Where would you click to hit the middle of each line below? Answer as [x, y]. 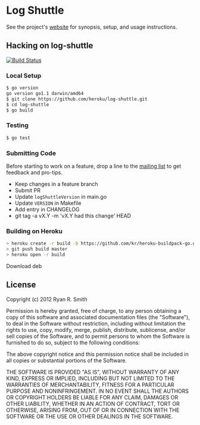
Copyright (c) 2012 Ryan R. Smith [47, 299]
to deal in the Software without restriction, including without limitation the [96, 324]
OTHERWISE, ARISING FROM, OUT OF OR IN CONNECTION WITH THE [93, 410]
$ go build [20, 110]
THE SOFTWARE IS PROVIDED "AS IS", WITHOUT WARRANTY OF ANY [93, 372]
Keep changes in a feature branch [56, 184]
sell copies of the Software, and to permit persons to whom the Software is [98, 336]
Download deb [24, 266]
